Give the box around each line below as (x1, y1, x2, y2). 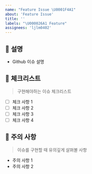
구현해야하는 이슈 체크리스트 (17, 88, 72, 94)
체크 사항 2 (12, 105, 33, 111)
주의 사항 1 (12, 157, 33, 163)
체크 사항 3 (12, 111, 33, 117)
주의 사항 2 (12, 163, 33, 169)
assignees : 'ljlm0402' (5, 25, 52, 30)
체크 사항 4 (12, 117, 34, 123)
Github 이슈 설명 (12, 58, 44, 64)
